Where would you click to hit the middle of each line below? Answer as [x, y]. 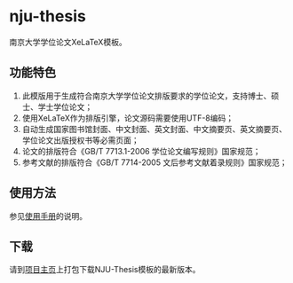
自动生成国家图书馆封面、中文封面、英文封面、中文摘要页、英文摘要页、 [154, 129]
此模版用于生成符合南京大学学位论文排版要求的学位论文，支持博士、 [146, 96]
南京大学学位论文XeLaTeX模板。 [68, 42]
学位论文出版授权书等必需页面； [80, 140]
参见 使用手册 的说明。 [48, 216]
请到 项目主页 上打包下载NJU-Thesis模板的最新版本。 [105, 270]
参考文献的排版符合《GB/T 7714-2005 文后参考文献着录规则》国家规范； [154, 162]
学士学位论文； [65, 106]
